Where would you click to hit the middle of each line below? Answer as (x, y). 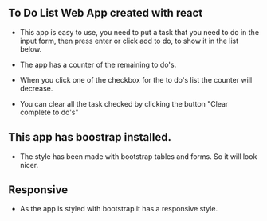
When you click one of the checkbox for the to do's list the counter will (136, 79)
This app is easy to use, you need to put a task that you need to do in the (139, 32)
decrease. (36, 88)
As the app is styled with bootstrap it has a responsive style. (118, 209)
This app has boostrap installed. (90, 137)
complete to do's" (49, 112)
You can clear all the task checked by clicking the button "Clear (124, 103)
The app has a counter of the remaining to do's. (98, 64)
